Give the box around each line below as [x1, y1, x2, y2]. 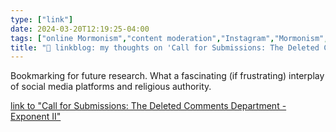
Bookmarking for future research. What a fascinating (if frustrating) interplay [10, 70, 325, 82]
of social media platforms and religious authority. [10, 81, 212, 93]
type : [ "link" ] [10, 14, 74, 25]
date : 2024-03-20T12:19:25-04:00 [10, 24, 150, 34]
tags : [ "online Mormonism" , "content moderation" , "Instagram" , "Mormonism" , [10, 33, 329, 43]
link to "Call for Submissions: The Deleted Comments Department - [10, 100, 287, 112]
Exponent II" [10, 111, 62, 123]
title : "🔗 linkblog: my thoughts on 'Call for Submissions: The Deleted [10, 42, 320, 53]
